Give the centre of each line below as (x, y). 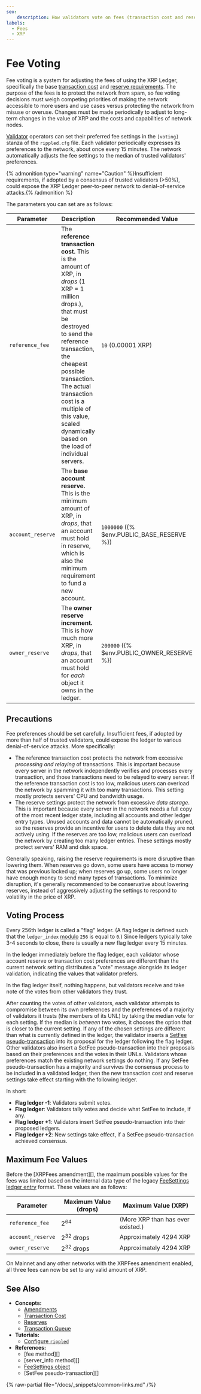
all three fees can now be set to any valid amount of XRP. (77, 1270)
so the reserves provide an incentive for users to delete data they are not (105, 828)
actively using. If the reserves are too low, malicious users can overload (103, 834)
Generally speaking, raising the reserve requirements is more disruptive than (100, 858)
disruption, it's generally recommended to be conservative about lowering (97, 884)
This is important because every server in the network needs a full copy (103, 809)
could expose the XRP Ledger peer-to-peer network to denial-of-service (96, 186)
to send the (77, 334)
